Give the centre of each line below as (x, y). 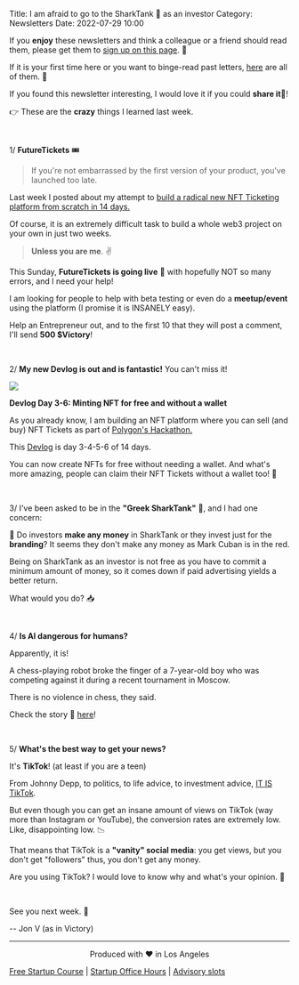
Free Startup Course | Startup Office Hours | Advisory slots (117, 971)
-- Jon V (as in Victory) (52, 928)
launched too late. (64, 180)
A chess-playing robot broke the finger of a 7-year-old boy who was (134, 670)
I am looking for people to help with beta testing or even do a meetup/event (149, 299)
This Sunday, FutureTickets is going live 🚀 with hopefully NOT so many (140, 272)
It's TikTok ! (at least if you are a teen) (78, 766)
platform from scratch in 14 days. (70, 206)
